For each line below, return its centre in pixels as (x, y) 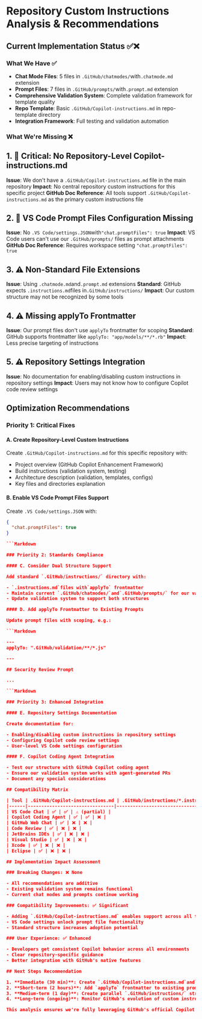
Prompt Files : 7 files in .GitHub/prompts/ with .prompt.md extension (96, 89)
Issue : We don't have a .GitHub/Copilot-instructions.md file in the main (96, 180)
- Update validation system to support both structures (78, 599)
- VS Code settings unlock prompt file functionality (75, 922)
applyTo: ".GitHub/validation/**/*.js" (56, 648)
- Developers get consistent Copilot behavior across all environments (98, 949)
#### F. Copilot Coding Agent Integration (60, 757)
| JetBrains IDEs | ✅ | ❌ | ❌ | (48, 834)
